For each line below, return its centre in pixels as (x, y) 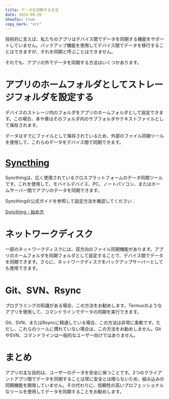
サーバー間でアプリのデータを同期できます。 (56, 190)
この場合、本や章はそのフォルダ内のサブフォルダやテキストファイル (84, 119)
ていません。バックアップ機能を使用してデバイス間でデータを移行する (87, 46)
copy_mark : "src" (23, 24)
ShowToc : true (20, 19)
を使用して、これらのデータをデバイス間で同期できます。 (65, 142)
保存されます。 (25, 125)
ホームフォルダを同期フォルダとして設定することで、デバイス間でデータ (89, 256)
